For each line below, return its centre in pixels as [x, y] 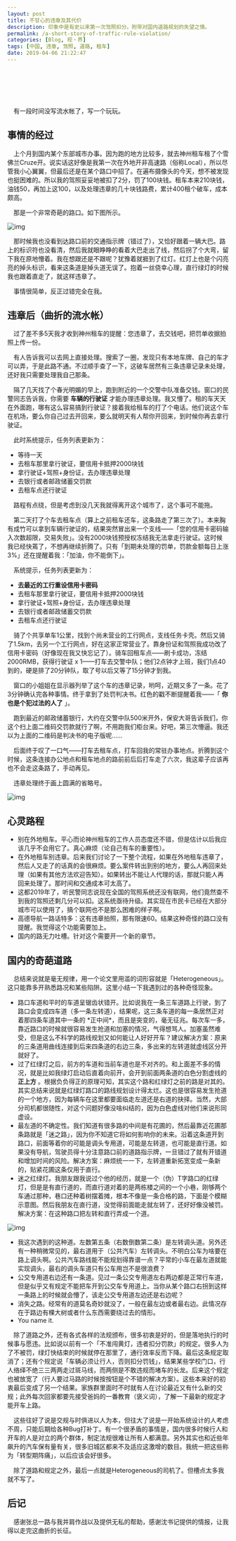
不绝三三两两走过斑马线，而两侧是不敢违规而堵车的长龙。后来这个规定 [127, 1370]
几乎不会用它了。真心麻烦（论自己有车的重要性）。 [96, 848]
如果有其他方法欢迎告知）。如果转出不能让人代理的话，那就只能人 [124, 875]
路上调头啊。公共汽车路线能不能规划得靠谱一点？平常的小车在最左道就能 [122, 1260]
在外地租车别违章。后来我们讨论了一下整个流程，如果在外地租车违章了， [122, 857]
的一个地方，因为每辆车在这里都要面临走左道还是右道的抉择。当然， [116, 1099]
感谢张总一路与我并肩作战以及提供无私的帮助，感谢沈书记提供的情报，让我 [121, 1521]
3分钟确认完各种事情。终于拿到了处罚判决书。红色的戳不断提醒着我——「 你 [118, 695]
